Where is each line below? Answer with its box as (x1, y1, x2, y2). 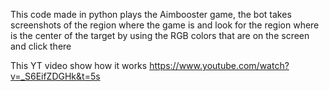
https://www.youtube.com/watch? (149, 60, 290, 71)
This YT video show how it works (10, 60, 148, 71)
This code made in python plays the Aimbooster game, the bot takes (10, 9, 292, 20)
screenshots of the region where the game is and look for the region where (10, 19, 320, 31)
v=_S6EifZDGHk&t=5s (10, 70, 101, 82)
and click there (10, 40, 72, 52)
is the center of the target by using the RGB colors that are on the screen (10, 30, 310, 41)
